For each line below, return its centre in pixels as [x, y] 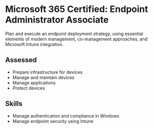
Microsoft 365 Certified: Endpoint [77, 9]
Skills [14, 104]
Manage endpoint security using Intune [53, 121]
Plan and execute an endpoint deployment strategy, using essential [74, 33]
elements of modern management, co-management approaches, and [76, 39]
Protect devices [28, 88]
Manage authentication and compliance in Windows [66, 115]
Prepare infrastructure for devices [47, 72]
